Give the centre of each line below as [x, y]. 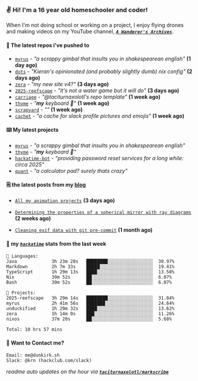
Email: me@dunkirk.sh [33, 355]
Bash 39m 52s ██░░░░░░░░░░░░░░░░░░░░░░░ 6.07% [89, 283]
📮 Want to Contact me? [35, 343]
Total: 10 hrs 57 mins [34, 330]
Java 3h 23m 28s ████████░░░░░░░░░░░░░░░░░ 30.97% [90, 262]
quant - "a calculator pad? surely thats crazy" [71, 170]
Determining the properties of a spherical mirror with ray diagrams [103, 212]
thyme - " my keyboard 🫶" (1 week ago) [62, 103]
